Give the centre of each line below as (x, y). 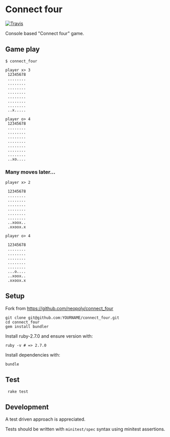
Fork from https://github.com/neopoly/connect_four (59, 308)
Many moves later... (30, 172)
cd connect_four (22, 322)
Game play (23, 49)
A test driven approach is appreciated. (45, 419)
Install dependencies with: (33, 354)
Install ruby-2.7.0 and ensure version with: (49, 336)
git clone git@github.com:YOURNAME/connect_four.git (62, 318)
